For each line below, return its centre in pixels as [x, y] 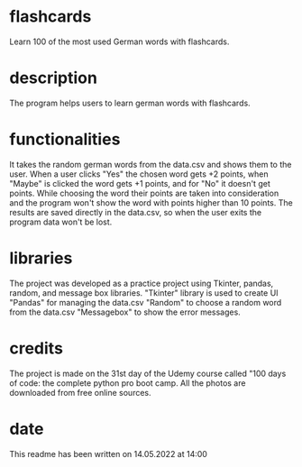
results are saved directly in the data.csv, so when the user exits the [136, 212]
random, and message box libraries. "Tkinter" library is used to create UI [144, 293]
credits [36, 348]
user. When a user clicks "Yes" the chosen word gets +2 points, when [139, 174]
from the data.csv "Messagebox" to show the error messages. [125, 312]
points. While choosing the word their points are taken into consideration [144, 193]
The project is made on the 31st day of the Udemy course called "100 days [148, 373]
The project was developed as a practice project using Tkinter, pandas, [142, 283]
